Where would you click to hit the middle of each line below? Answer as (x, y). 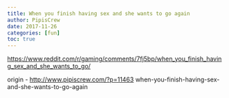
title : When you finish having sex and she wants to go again (99, 13)
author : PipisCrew (34, 20)
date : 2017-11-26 (32, 26)
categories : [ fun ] (34, 33)
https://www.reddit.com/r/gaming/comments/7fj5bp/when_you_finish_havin (114, 59)
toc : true (21, 39)
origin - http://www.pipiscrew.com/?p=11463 (71, 79)
